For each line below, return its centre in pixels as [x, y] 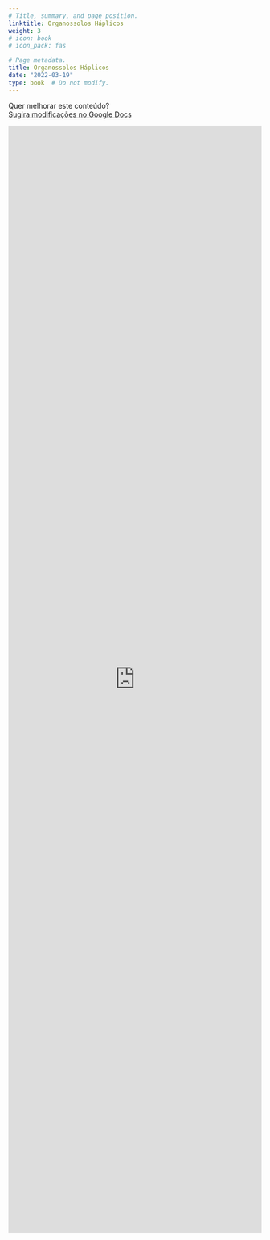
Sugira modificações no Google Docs [70, 114]
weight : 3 [25, 31]
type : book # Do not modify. [59, 83]
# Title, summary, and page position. [73, 16]
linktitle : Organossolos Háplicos [66, 23]
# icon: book [30, 38]
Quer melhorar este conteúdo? [59, 105]
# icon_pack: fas [37, 46]
